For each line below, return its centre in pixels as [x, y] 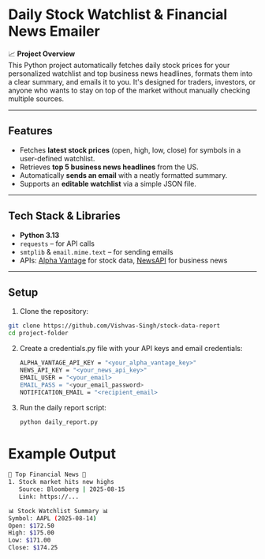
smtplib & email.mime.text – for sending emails [96, 251]
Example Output [62, 453]
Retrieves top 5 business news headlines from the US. [109, 167]
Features [30, 131]
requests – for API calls [57, 244]
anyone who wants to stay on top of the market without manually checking [129, 90]
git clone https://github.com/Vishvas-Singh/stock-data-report [114, 326]
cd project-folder [38, 334]
